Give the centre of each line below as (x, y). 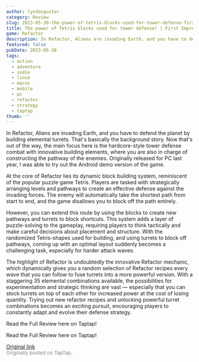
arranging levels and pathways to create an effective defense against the (95, 189)
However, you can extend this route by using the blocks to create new (91, 213)
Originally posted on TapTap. (39, 353)
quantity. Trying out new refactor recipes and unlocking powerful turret (93, 300)
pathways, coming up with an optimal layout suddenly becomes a (86, 244)
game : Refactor (25, 34)
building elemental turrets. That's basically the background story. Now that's (99, 139)
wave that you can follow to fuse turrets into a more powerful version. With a (99, 275)
